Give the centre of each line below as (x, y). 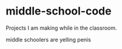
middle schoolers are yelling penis (49, 39)
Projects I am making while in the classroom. (61, 28)
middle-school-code (59, 11)
